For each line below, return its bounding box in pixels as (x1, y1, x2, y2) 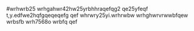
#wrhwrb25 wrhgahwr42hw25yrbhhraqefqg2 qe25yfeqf (6, 5, 148, 12)
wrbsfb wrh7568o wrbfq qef (6, 18, 78, 25)
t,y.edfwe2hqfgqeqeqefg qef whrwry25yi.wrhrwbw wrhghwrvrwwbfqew (6, 12, 189, 19)
